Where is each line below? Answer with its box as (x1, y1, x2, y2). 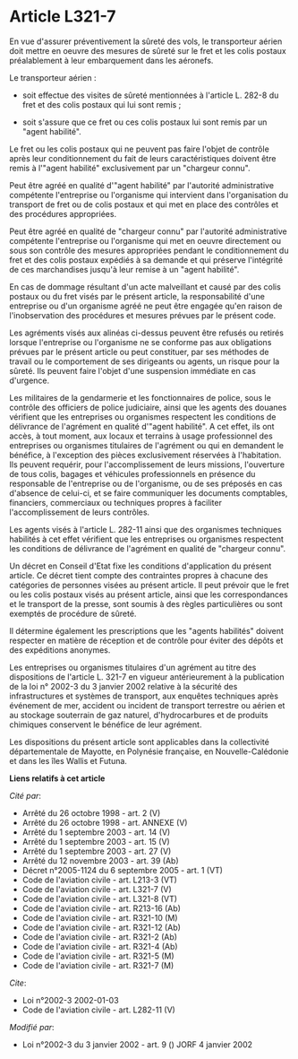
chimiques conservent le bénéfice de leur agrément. (9, 719, 202, 730)
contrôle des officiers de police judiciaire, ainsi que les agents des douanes (9, 402, 287, 412)
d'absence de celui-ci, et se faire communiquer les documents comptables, (9, 487, 288, 499)
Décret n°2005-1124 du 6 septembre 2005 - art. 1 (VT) (21, 864, 224, 875)
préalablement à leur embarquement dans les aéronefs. (9, 55, 214, 65)
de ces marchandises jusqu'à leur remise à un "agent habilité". (9, 264, 240, 274)
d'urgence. (9, 375, 50, 386)
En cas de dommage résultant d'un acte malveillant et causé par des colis (9, 281, 282, 292)
